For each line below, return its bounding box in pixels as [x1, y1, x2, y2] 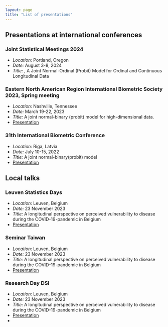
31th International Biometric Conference [5, 132, 105, 139]
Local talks [5, 174, 40, 182]
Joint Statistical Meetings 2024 [5, 46, 84, 53]
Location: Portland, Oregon [12, 57, 69, 63]
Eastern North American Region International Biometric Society [5, 86, 163, 93]
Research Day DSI [5, 279, 50, 286]
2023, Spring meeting [5, 92, 60, 99]
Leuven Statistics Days [5, 189, 63, 196]
